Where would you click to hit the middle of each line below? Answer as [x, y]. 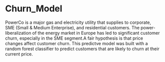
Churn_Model [34, 9]
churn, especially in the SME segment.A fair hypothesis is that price [74, 38]
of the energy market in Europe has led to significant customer [96, 33]
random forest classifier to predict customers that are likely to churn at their [82, 49]
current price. [19, 54]
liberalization [18, 33]
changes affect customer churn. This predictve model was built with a [77, 43]
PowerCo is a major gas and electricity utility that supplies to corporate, [78, 22]
